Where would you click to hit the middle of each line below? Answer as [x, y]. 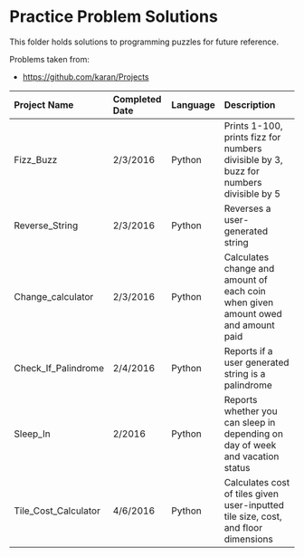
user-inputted [254, 504]
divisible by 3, [253, 159]
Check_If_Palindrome [59, 368]
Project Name [44, 104]
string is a [245, 373]
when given [249, 303]
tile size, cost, [253, 516]
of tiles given [251, 494]
